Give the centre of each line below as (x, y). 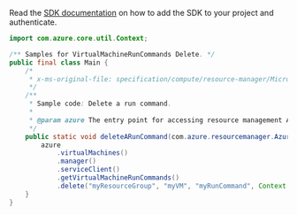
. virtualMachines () (92, 153)
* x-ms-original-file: (71, 79)
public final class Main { (59, 62)
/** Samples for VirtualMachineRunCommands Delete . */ (112, 54)
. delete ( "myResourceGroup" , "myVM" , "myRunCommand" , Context (171, 186)
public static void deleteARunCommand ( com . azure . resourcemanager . (150, 136)
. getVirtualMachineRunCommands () (118, 178)
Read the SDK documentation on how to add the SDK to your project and (141, 13)
